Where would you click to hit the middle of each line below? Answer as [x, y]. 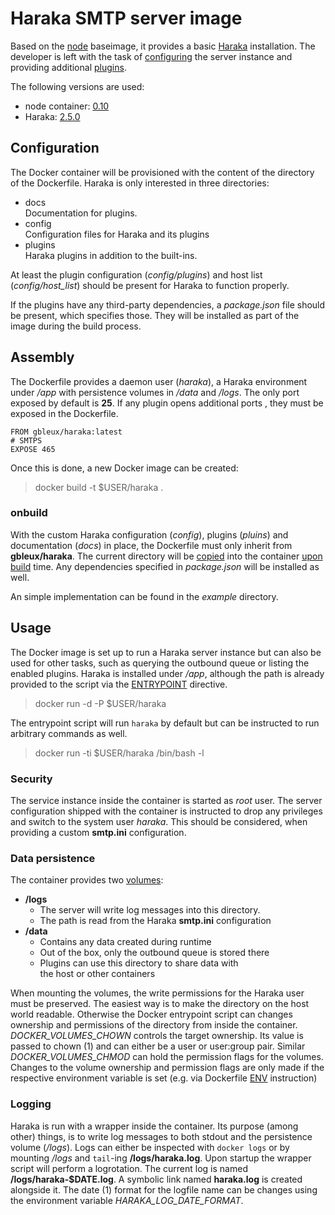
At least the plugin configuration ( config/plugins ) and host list [136, 274]
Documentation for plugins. [81, 213]
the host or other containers [97, 974]
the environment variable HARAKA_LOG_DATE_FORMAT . [127, 1200]
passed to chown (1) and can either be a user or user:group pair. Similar [158, 1046]
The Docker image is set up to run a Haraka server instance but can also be [166, 652]
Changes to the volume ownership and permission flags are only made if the [167, 1068]
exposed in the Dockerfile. [64, 413]
